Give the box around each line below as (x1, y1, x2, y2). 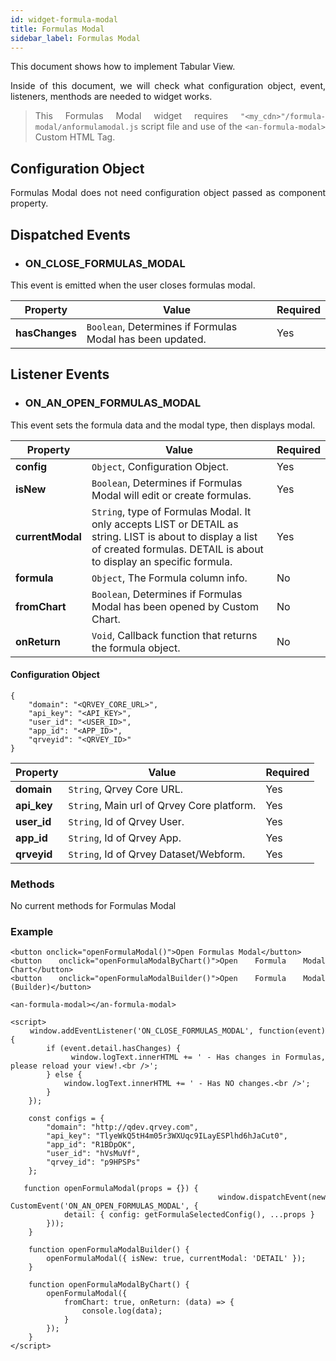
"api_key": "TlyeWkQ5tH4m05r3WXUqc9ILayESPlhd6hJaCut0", (46, 1131, 288, 1141)
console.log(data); (81, 1306, 163, 1316)
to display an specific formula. (91, 554, 233, 568)
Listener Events (10, 366, 110, 383)
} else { (46, 1070, 83, 1080)
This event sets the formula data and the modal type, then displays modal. (10, 419, 316, 431)
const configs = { (28, 1114, 105, 1124)
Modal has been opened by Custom (91, 599, 259, 613)
